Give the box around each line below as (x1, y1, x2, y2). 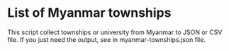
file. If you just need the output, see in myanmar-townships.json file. (7, 35, 206, 43)
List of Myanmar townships (7, 5, 172, 21)
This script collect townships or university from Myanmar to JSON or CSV (7, 28, 223, 36)
